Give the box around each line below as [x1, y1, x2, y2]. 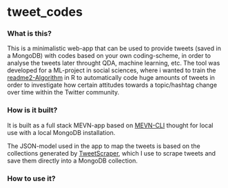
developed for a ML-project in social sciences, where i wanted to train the [7, 66, 216, 74]
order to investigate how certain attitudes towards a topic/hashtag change [7, 81, 218, 90]
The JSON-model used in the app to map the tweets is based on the [7, 142, 201, 150]
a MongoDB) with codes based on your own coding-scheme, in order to [7, 52, 211, 60]
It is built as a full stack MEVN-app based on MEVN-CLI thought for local [7, 121, 214, 129]
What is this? [7, 29, 52, 39]
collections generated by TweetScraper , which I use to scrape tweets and [7, 149, 216, 157]
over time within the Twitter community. [7, 88, 120, 96]
